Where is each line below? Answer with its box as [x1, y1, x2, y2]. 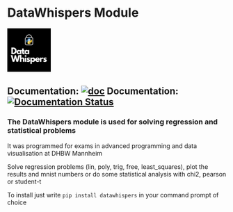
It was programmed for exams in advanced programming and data [7, 141, 198, 150]
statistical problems [7, 126, 77, 136]
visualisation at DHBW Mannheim [7, 149, 103, 157]
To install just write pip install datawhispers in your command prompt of [7, 190, 219, 199]
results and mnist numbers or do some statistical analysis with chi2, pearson [7, 170, 227, 178]
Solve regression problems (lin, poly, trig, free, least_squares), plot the [7, 162, 209, 171]
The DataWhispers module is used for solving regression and [7, 117, 218, 127]
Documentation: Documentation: [7, 85, 179, 97]
